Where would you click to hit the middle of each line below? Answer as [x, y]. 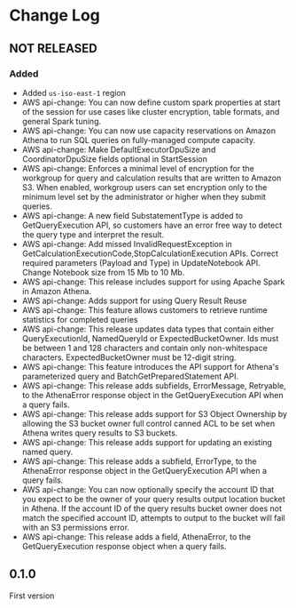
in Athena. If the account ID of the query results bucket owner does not [152, 508]
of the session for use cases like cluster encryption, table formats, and [151, 111]
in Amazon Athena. [56, 291]
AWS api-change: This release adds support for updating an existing [147, 442]
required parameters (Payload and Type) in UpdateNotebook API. [141, 262]
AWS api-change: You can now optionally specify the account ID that [148, 489]
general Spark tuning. [62, 121]
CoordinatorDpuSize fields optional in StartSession [115, 159]
